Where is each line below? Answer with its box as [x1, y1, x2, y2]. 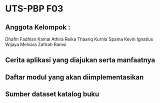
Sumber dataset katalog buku [5, 90, 99, 98]
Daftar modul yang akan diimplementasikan [5, 73, 144, 81]
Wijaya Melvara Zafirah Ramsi [5, 41, 66, 47]
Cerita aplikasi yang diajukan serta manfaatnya [5, 56, 155, 64]
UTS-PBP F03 [5, 3, 63, 14]
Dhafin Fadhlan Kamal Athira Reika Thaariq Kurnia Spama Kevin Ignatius [5, 36, 153, 42]
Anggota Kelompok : [5, 23, 70, 31]
